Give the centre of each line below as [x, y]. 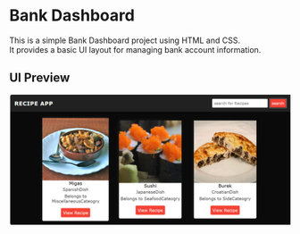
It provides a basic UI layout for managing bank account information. [135, 49]
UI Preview [40, 78]
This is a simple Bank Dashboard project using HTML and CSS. [125, 40]
